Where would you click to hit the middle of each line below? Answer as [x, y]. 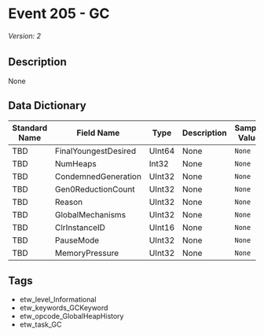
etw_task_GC [40, 325]
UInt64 [162, 151]
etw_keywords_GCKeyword [64, 308]
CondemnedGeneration [98, 176]
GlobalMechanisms [90, 214]
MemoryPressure [87, 253]
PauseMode [77, 240]
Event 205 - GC [59, 14]
